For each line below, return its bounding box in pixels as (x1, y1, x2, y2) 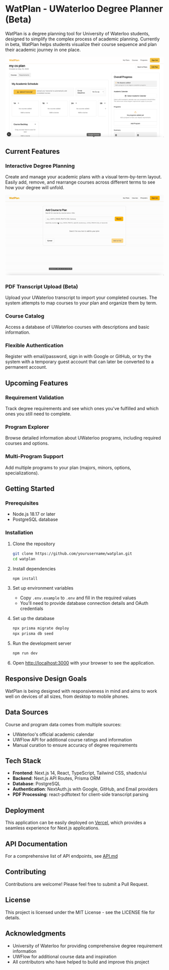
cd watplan (12, 556, 36, 561)
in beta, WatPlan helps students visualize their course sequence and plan (5, 41, 157, 47)
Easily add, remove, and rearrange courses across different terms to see (5, 179, 155, 185)
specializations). (5, 470, 39, 476)
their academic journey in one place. (5, 47, 81, 53)
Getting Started (5, 484, 55, 493)
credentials (20, 605, 44, 612)
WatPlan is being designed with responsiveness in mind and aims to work (5, 688, 157, 694)
